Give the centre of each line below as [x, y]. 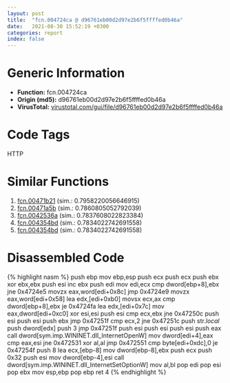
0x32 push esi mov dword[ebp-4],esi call [66, 357]
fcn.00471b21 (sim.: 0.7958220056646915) [78, 200]
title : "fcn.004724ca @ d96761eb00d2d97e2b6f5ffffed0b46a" [95, 20]
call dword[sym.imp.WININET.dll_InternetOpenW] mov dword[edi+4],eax [110, 335]
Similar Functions [58, 182]
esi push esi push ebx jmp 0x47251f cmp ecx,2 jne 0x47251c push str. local [114, 320]
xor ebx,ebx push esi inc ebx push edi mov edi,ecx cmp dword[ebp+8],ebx [113, 284]
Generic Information [66, 73]
